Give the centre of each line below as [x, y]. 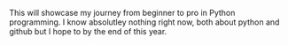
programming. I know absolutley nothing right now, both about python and [144, 22]
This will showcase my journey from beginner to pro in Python [122, 13]
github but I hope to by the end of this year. [88, 31]
